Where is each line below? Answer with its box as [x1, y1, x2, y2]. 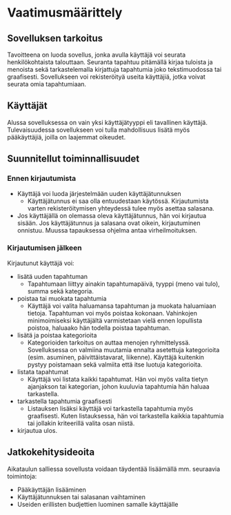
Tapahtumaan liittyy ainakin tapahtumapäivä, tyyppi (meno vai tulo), [27, 280, 221, 288]
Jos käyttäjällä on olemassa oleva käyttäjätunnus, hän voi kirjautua [17, 211, 207, 220]
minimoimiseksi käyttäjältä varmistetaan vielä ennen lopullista [27, 316, 203, 324]
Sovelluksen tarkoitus [7, 32, 103, 44]
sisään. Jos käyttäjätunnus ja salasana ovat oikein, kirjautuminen [17, 219, 201, 227]
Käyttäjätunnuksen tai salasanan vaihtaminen [17, 492, 146, 501]
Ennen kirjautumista [7, 174, 77, 184]
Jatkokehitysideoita [7, 447, 95, 458]
